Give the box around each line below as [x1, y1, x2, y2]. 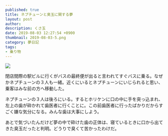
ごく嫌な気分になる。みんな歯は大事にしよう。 [5, 108, 102, 114]
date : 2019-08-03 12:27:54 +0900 [5, 30, 75, 35]
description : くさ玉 [5, 26, 46, 31]
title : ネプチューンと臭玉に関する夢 [5, 12, 74, 17]
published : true [5, 7, 39, 12]
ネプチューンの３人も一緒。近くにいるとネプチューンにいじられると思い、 [9, 79, 163, 85]
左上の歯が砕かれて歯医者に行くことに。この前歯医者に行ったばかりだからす [5, 102, 163, 108]
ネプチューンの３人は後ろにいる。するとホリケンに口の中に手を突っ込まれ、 [5, 96, 163, 102]
